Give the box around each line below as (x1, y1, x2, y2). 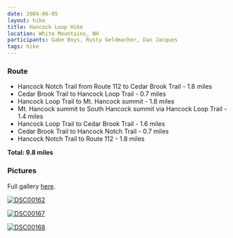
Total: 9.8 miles (7, 149, 53, 157)
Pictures (7, 166, 37, 176)
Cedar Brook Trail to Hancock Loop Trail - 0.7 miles (17, 89, 167, 99)
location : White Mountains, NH (7, 30, 99, 37)
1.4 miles (17, 112, 44, 120)
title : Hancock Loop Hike (7, 23, 83, 30)
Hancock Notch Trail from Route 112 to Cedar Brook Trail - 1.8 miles (17, 82, 213, 91)
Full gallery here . (7, 182, 56, 190)
